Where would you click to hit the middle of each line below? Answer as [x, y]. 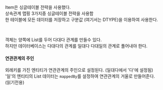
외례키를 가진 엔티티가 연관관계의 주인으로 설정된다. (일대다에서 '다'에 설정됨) [79, 70]
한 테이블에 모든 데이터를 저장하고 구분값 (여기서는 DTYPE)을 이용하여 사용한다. [81, 20]
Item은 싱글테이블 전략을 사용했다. [38, 7]
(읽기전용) [15, 83]
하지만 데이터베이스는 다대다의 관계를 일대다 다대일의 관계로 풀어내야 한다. [76, 46]
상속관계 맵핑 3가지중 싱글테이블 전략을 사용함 [49, 13]
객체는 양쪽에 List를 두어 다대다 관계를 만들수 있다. [54, 40]
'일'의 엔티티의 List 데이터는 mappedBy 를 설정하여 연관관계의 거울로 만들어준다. [80, 76]
